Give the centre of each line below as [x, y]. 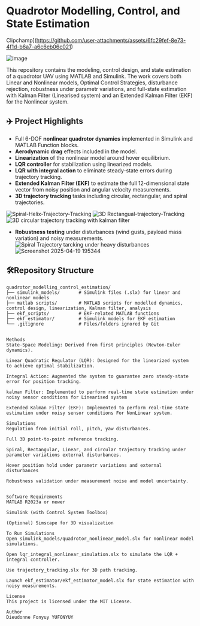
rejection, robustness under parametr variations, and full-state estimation [96, 89]
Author [14, 612]
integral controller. [33, 560]
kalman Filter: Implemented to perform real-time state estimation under [100, 392]
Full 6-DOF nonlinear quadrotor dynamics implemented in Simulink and [104, 138]
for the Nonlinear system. [37, 101]
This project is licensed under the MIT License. [69, 601]
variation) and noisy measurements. [59, 238]
